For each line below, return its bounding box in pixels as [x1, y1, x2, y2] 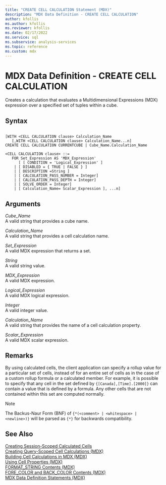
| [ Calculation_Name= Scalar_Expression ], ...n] [14, 186, 121, 191]
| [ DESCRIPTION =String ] [14, 169, 70, 174]
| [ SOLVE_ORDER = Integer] [14, 182, 72, 187]
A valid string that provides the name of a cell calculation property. [5, 322, 141, 328]
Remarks [5, 352, 34, 360]
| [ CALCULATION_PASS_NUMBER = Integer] [14, 173, 99, 179]
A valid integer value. [5, 307, 49, 313]
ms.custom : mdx [5, 49, 37, 54]
